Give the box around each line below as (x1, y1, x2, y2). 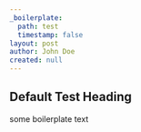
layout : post (9, 38, 59, 48)
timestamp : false (17, 30, 84, 39)
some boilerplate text (9, 113, 89, 124)
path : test (17, 22, 59, 31)
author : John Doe (9, 47, 76, 56)
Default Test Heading (9, 89, 132, 105)
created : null (9, 56, 64, 65)
